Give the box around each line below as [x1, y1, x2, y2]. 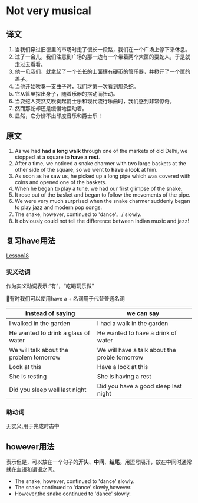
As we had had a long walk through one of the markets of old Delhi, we [14, 147, 188, 154]
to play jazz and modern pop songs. [14, 204, 102, 211]
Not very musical [6, 4, 91, 18]
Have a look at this [97, 362, 148, 371]
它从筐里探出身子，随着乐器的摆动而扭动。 [14, 90, 118, 97]
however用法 [6, 442, 55, 452]
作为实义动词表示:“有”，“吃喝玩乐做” [6, 282, 94, 289]
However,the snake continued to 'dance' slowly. [14, 490, 131, 497]
